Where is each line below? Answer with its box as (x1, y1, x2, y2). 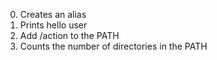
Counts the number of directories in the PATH (19, 40, 208, 52)
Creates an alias (19, 9, 87, 20)
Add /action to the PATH (19, 30, 120, 41)
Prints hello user (19, 19, 88, 31)
